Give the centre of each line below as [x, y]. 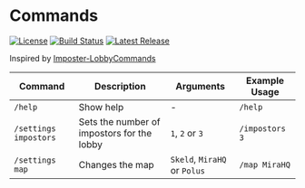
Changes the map [116, 164]
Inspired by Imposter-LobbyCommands [83, 58]
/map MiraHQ [265, 164]
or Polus [188, 170]
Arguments [200, 86]
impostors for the [115, 133]
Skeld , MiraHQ [198, 159]
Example [265, 80]
